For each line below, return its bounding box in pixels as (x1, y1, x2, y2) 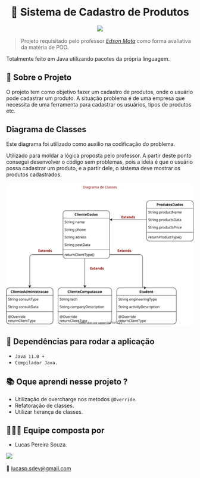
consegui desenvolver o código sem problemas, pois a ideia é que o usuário (6, 158, 193, 165)
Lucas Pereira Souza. (14, 441, 67, 448)
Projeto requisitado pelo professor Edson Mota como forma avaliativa (20, 37, 192, 44)
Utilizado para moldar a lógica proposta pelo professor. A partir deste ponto (6, 152, 192, 159)
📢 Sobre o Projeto (6, 73, 72, 83)
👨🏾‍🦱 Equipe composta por (6, 426, 105, 435)
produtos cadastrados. (6, 171, 62, 178)
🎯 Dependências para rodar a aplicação (6, 336, 155, 347)
